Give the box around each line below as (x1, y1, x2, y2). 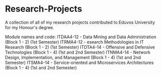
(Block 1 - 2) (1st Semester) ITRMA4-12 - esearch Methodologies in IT (5, 39, 144, 45)
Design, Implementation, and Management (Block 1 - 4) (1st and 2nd (5, 54, 141, 60)
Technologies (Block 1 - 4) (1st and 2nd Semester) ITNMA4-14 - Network (5, 49, 151, 55)
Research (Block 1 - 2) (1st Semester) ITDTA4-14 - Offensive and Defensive (5, 44, 155, 50)
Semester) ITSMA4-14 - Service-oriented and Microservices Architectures (5, 60, 154, 65)
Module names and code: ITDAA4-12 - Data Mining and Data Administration (5, 34, 157, 40)
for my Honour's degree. (5, 24, 54, 30)
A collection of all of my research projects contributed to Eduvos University (5, 19, 155, 25)
